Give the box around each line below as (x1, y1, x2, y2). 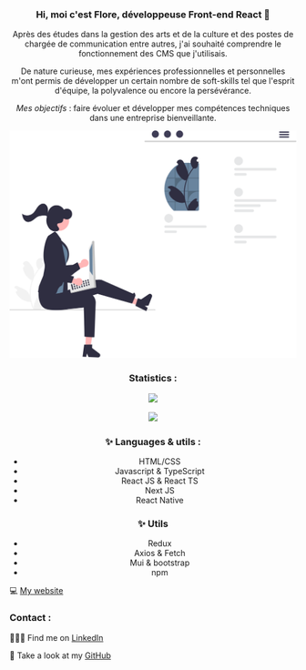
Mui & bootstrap (129, 557, 190, 568)
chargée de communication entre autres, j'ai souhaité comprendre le (24, 38, 282, 49)
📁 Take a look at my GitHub (9, 650, 111, 661)
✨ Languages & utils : (105, 435, 201, 448)
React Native (136, 495, 184, 506)
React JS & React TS (121, 475, 199, 486)
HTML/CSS (138, 456, 181, 467)
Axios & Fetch (133, 548, 186, 559)
